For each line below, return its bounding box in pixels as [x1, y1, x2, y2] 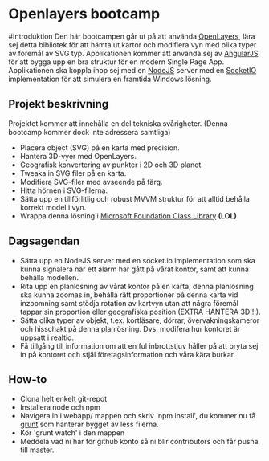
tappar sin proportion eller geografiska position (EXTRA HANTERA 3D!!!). [19, 307, 261, 316]
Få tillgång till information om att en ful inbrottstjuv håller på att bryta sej [19, 341, 259, 350]
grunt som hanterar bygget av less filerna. [19, 419, 159, 430]
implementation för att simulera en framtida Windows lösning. [8, 74, 212, 84]
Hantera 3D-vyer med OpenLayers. [19, 151, 137, 161]
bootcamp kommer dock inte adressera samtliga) [8, 127, 171, 137]
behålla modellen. [19, 272, 79, 282]
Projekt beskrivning [8, 97, 109, 111]
